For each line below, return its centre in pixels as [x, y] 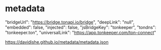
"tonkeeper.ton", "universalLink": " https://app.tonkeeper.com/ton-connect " [81, 32]
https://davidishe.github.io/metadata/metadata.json [57, 42]
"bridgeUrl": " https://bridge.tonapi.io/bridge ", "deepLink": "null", [70, 22]
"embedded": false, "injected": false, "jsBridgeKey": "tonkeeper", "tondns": [81, 27]
